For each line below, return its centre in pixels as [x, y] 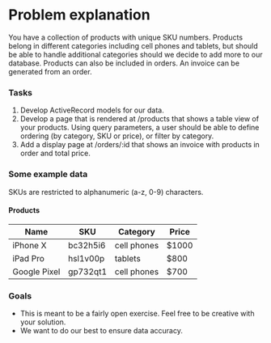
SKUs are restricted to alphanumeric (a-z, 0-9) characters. [106, 192]
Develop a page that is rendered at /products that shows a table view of [140, 119]
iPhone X [30, 245]
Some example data [48, 174]
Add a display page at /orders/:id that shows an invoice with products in [140, 145]
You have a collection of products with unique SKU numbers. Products [126, 37]
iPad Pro [28, 258]
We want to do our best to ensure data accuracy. [102, 331]
